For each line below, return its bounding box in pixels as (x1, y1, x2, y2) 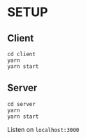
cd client (7, 51, 36, 58)
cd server (7, 100, 36, 107)
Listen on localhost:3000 (7, 125, 80, 133)
